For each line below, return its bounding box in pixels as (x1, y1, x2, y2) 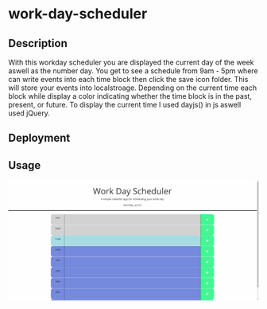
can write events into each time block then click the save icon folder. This (8, 75, 249, 84)
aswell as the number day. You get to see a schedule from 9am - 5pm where (8, 66, 258, 76)
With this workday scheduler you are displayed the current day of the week (8, 57, 254, 67)
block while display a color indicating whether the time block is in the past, (8, 92, 253, 100)
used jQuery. (8, 108, 50, 118)
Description (8, 37, 68, 50)
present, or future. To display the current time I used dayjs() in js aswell (8, 100, 242, 109)
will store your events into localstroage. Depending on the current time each (8, 83, 257, 92)
